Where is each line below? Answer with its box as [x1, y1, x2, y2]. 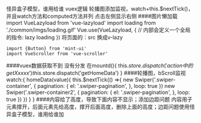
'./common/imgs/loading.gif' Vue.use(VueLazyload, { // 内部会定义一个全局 [6, 26, 191, 33]
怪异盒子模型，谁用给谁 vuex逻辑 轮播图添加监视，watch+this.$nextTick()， [6, 5, 193, 12]
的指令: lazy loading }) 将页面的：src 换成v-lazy [6, 34, 123, 40]
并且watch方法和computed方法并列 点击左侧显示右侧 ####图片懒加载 [6, 12, 178, 20]
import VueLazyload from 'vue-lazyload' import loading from [6, 20, 156, 26]
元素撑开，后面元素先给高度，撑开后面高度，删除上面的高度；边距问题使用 [6, 103, 190, 110]
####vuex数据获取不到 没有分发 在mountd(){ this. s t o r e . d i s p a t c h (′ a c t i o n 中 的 [6, 62, 193, 69]
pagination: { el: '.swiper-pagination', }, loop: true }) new [37, 83, 175, 89]
